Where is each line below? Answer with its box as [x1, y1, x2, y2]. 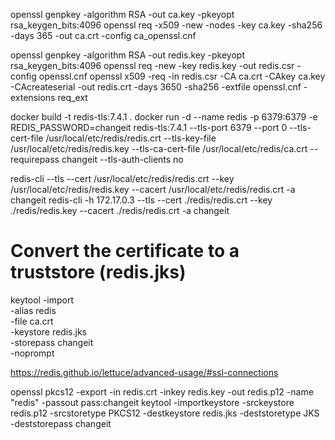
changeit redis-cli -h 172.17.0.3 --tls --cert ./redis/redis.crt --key [10, 194, 273, 206]
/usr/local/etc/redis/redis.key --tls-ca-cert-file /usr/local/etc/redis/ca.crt [10, 143, 308, 154]
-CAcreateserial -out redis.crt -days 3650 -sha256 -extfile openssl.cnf [10, 81, 302, 93]
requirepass [10, 154, 60, 165]
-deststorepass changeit [10, 417, 112, 429]
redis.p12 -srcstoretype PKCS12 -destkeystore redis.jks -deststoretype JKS [10, 407, 320, 419]
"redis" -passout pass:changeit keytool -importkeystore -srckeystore [10, 396, 295, 408]
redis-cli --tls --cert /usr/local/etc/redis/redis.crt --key [10, 173, 235, 184]
